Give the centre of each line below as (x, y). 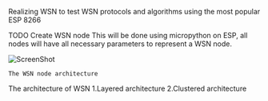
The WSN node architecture (53, 74)
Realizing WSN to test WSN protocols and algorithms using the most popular (134, 12)
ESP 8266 (25, 20)
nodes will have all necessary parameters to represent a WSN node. (120, 44)
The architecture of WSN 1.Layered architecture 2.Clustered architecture (128, 88)
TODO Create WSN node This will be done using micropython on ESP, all (128, 35)
